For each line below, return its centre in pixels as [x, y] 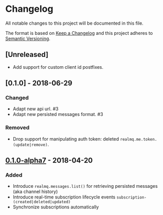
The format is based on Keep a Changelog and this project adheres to [79, 33]
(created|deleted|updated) [42, 202]
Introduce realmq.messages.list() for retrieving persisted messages [85, 186]
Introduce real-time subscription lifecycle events [64, 197]
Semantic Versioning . [28, 38]
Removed [17, 128]
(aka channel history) [35, 192]
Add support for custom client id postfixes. [58, 67]
